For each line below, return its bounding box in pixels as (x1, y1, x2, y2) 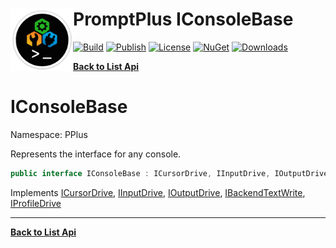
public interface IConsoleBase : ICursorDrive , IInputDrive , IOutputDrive (10, 168, 329, 178)
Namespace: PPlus (10, 128, 88, 140)
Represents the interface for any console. (10, 148, 182, 160)
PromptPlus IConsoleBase (73, 8, 294, 31)
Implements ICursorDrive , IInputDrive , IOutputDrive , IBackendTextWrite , (10, 186, 306, 198)
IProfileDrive (10, 197, 62, 209)
